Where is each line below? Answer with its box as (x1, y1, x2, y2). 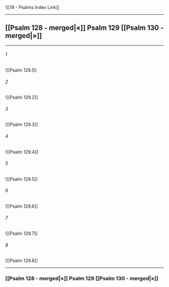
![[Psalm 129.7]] (5, 230, 38, 236)
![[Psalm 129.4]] (5, 149, 38, 155)
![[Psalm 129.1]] (5, 67, 37, 73)
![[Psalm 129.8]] (5, 258, 38, 264)
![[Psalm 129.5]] (5, 176, 38, 182)
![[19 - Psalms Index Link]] (5, 5, 59, 10)
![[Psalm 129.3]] (5, 121, 38, 128)
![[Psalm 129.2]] (5, 94, 38, 101)
